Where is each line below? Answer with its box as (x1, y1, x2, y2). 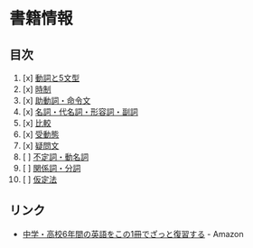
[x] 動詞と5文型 (22, 73, 80, 83)
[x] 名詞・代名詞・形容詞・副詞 (22, 106, 138, 117)
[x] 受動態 (22, 129, 60, 140)
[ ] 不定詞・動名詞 (22, 152, 89, 162)
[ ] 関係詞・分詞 (22, 163, 81, 173)
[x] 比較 (22, 118, 52, 128)
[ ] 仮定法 (22, 174, 57, 185)
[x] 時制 (22, 84, 52, 95)
